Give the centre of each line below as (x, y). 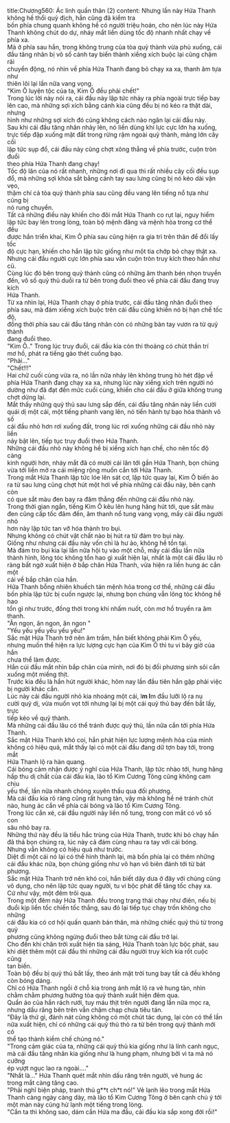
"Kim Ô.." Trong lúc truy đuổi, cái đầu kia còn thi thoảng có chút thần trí (108, 346)
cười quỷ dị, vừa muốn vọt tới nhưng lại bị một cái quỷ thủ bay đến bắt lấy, (112, 703)
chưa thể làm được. (34, 660)
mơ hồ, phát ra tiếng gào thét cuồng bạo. (65, 353)
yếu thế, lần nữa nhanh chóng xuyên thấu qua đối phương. (90, 791)
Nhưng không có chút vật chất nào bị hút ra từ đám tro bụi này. (96, 536)
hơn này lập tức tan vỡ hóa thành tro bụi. (65, 528)
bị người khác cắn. (33, 689)
